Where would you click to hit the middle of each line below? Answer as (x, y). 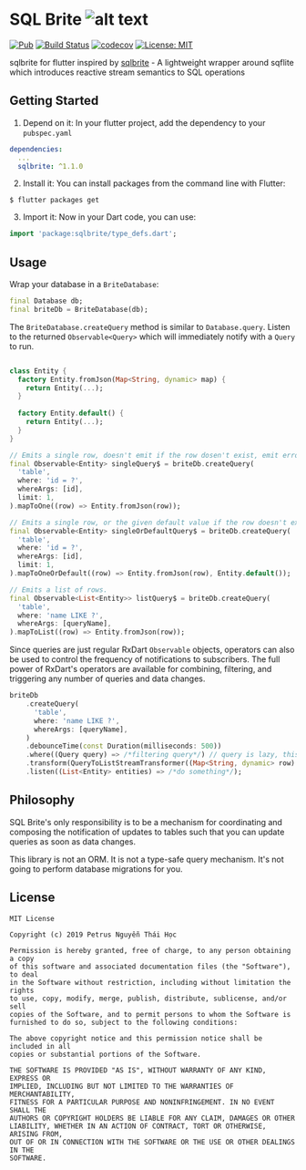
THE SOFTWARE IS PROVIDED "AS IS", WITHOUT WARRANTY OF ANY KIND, (138, 1070)
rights (22, 990)
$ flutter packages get (55, 201)
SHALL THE (28, 1110)
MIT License (32, 918)
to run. (22, 346)
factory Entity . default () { (71, 414)
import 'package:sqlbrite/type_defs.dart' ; (93, 234)
